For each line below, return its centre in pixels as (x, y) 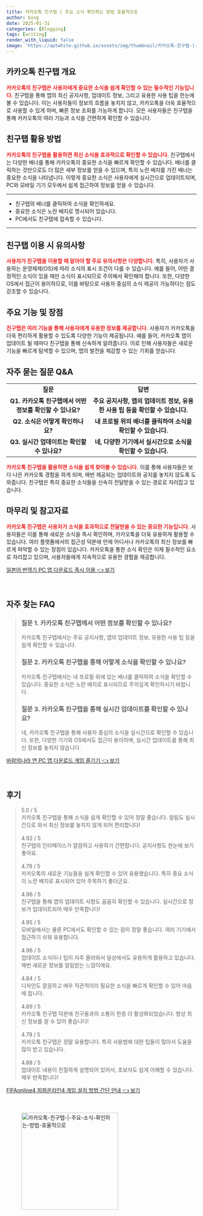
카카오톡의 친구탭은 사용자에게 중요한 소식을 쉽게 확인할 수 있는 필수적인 (90, 87)
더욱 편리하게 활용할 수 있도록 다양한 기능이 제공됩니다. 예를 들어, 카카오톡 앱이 (99, 336)
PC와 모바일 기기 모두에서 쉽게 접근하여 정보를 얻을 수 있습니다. (81, 185)
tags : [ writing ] (27, 35)
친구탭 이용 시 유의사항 (46, 245)
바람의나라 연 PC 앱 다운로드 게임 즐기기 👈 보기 (63, 761)
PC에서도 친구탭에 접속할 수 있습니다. (59, 218)
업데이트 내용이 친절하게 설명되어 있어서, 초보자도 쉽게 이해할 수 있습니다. (107, 1070)
